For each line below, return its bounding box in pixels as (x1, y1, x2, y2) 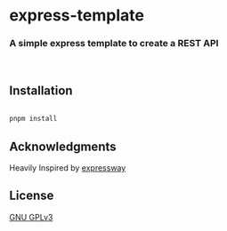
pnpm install (9, 115, 58, 123)
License (9, 188, 54, 203)
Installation (9, 83, 73, 98)
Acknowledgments (9, 139, 118, 154)
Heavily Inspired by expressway (9, 162, 126, 173)
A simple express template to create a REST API (9, 37, 219, 50)
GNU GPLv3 (9, 211, 53, 222)
